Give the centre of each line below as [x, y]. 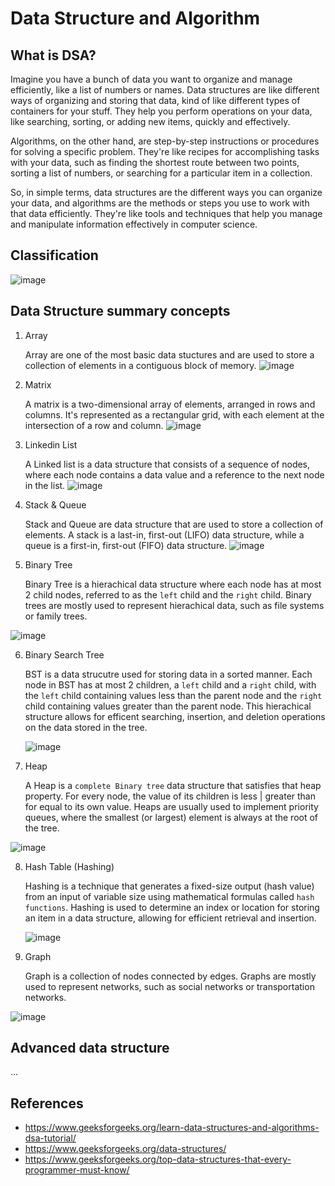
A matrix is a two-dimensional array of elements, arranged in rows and [170, 404]
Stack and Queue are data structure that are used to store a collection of [174, 524]
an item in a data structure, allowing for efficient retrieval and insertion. [170, 918]
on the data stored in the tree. [86, 727]
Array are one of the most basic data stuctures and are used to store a [169, 354]
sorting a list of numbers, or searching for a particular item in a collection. [161, 173]
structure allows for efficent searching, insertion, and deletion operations [175, 716]
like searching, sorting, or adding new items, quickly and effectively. [150, 121]
